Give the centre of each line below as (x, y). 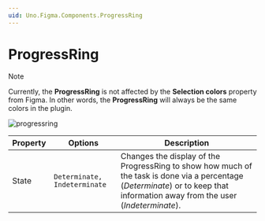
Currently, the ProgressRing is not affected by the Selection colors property (132, 91)
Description (187, 142)
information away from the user (179, 195)
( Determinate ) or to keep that (175, 186)
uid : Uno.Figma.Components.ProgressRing (76, 15)
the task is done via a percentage (182, 175)
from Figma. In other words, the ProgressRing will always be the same (123, 100)
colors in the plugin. (40, 108)
